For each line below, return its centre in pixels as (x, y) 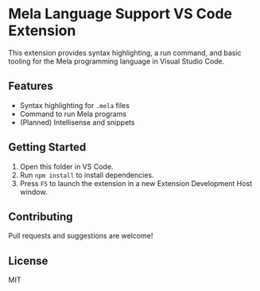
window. (33, 192)
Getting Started (47, 147)
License (28, 260)
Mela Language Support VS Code (120, 14)
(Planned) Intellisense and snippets (77, 122)
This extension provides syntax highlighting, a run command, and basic (125, 52)
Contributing (41, 217)
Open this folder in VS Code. (66, 166)
